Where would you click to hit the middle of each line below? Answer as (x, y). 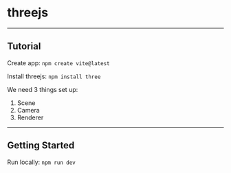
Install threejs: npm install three (54, 76)
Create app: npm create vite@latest (58, 62)
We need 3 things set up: (43, 89)
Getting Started (41, 146)
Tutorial (24, 46)
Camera (28, 110)
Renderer (30, 117)
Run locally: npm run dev (41, 162)
